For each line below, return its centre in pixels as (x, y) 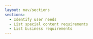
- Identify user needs (33, 19)
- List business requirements (41, 29)
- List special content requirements (49, 24)
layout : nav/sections (27, 10)
